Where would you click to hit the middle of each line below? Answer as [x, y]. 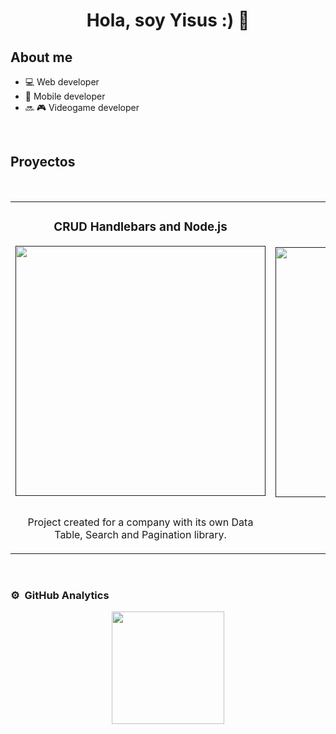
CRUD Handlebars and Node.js [140, 227]
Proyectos [43, 162]
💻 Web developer [62, 82]
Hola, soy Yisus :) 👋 [168, 20]
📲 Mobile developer [65, 96]
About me [41, 57]
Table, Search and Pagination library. [140, 534]
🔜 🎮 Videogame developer [82, 107]
